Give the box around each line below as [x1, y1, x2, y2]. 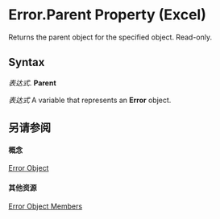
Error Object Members [8, 201, 83, 211]
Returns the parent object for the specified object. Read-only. [8, 32, 213, 42]
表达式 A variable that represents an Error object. [8, 95, 172, 105]
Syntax [8, 56, 45, 69]
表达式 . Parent [8, 78, 56, 88]
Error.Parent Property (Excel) [8, 6, 207, 24]
